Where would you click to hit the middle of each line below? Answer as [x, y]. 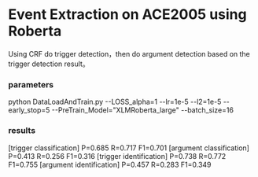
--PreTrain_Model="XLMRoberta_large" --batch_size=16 [143, 110]
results [22, 131]
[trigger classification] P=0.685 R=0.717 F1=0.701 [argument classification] [129, 148]
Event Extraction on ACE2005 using [127, 15]
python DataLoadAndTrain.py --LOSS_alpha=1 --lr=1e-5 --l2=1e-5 [115, 102]
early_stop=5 [29, 110]
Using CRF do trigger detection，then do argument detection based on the [129, 53]
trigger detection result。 [49, 64]
